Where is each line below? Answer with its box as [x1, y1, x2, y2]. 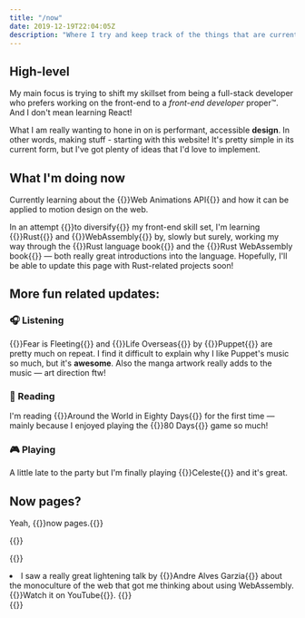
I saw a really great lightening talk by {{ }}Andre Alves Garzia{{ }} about [21, 571, 283, 582]
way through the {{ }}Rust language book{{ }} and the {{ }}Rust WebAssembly [9, 241, 293, 251]
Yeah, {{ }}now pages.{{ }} [9, 518, 104, 529]
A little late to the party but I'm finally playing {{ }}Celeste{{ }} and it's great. [9, 467, 289, 478]
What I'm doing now [9, 170, 125, 186]
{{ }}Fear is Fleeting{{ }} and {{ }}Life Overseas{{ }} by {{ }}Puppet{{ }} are [9, 338, 273, 349]
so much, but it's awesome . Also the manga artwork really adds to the [9, 358, 272, 368]
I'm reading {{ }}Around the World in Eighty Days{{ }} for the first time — [9, 410, 275, 421]
